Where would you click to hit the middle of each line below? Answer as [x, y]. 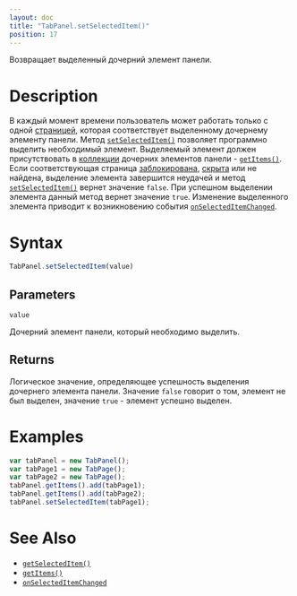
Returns [32, 360]
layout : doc [31, 17]
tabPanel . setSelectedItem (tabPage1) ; [80, 503]
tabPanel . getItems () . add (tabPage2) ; [77, 494]
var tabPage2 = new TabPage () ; [68, 477]
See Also [43, 538]
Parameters [42, 294]
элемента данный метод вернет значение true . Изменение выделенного [149, 197]
